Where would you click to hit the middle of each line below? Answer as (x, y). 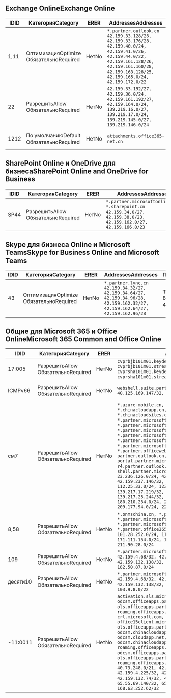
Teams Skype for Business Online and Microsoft (82, 253)
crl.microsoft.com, (140, 617)
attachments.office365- (136, 136)
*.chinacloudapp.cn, (142, 410)
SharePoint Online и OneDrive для (61, 163)
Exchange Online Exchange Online (60, 8)
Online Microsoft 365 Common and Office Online (83, 339)
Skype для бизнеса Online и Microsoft (68, 245)
